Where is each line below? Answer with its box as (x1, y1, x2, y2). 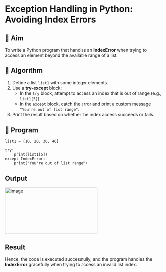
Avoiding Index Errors (5, 14, 96, 25)
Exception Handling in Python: (5, 3, 133, 15)
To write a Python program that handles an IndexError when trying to (5, 47, 147, 53)
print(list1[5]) (14, 152, 48, 157)
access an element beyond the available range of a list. (5, 52, 118, 58)
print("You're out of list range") (14, 160, 88, 166)
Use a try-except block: (12, 85, 62, 91)
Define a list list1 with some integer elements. (12, 79, 108, 85)
